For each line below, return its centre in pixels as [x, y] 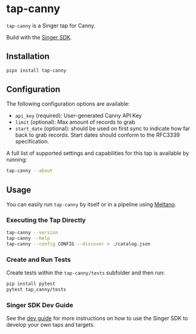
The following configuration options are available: [68, 104]
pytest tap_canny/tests [36, 290]
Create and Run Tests [39, 259]
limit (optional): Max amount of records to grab [75, 122]
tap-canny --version [32, 233]
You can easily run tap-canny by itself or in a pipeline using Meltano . [91, 205]
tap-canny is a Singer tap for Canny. [51, 26]
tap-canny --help [28, 239]
